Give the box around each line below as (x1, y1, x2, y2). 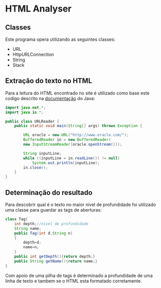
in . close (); (23, 165, 49, 170)
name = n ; (23, 245, 39, 250)
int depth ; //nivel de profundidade (14, 221, 89, 226)
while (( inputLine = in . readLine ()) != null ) (23, 155, 120, 161)
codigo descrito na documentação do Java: (5, 95, 95, 101)
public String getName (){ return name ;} (14, 258, 98, 264)
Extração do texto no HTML (5, 76, 92, 85)
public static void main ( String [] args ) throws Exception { (14, 124, 142, 129)
